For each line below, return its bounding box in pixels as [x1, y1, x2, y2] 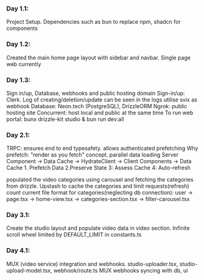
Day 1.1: [6, 4, 29, 13]
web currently [6, 60, 41, 68]
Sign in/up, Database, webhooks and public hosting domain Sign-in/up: [6, 89, 185, 97]
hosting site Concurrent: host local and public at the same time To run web [6, 109, 194, 116]
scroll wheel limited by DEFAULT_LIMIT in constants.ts [6, 231, 142, 238]
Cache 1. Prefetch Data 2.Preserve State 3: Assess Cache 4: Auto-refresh [6, 164, 191, 172]
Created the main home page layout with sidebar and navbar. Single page [6, 54, 191, 61]
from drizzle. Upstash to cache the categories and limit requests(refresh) [6, 182, 190, 190]
